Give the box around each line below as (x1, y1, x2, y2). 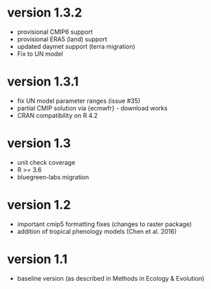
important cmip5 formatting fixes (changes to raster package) (16, 219, 192, 228)
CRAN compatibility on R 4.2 (16, 111, 98, 119)
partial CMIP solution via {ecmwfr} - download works (16, 103, 168, 112)
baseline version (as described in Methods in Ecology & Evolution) (16, 274, 205, 282)
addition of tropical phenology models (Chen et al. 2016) (16, 227, 177, 235)
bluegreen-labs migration (16, 172, 89, 181)
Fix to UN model (16, 50, 63, 58)
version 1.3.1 (7, 74, 79, 90)
